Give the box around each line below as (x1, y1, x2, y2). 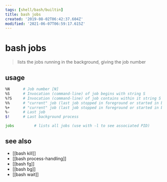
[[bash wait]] (12, 171, 39, 177)
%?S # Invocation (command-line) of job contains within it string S (5, 95, 162, 101)
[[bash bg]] (12, 166, 36, 172)
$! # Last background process (5, 114, 79, 119)
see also (5, 137, 32, 146)
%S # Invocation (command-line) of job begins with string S (5, 91, 146, 96)
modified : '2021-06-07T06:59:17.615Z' (5, 21, 85, 26)
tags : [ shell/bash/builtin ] (5, 7, 64, 12)
